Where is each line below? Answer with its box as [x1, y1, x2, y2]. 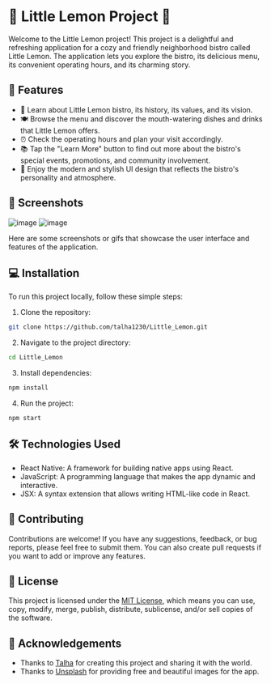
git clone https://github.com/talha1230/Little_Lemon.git [8, 323, 208, 331]
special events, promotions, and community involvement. [19, 155, 211, 165]
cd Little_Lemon [8, 354, 63, 362]
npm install [8, 384, 49, 392]
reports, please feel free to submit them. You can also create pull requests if [8, 542, 261, 552]
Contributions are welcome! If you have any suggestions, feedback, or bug [8, 533, 257, 543]
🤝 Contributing [8, 512, 84, 526]
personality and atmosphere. [19, 172, 116, 182]
